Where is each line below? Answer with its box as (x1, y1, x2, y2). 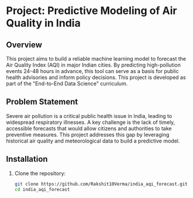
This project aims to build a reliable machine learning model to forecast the (6, 55, 187, 62)
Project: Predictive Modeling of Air (6, 4, 177, 18)
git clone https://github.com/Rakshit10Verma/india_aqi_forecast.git (14, 181, 188, 187)
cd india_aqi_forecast (14, 186, 70, 192)
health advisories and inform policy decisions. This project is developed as (6, 74, 186, 81)
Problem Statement (6, 97, 78, 107)
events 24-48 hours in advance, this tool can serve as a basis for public (6, 68, 180, 74)
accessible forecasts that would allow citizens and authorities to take (6, 124, 172, 132)
